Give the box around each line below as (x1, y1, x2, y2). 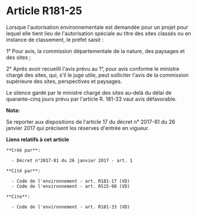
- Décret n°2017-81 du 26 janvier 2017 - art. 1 (11, 157, 133, 163)
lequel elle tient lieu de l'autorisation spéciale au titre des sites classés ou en (6, 29, 191, 37)
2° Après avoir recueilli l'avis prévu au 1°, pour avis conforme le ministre (6, 65, 179, 72)
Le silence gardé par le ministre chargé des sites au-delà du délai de (6, 89, 172, 96)
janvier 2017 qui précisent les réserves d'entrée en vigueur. (6, 124, 149, 131)
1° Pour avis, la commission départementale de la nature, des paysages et (6, 47, 185, 54)
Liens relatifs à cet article (6, 135, 69, 143)
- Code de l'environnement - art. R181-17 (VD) (11, 178, 131, 184)
